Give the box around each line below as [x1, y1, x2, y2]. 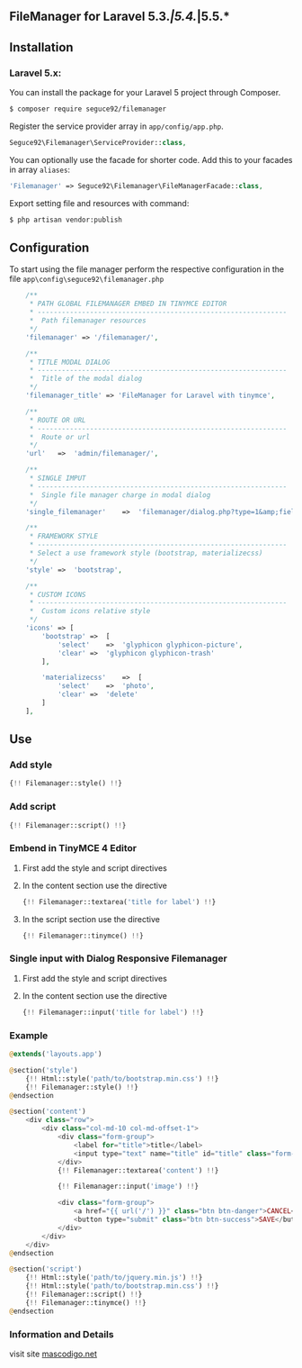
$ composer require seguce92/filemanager [9, 104, 167, 113]
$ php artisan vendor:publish [9, 215, 123, 224]
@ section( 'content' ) [9, 1107, 87, 1117]
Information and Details [9, 1327, 114, 1340]
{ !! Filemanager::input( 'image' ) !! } [57, 1182, 200, 1191]
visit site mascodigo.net [9, 1348, 97, 1359]
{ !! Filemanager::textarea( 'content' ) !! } [57, 1165, 219, 1175]
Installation [9, 40, 74, 55]
